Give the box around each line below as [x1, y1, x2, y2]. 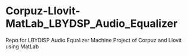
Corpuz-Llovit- [5, 4, 81, 18]
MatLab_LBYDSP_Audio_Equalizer [5, 17, 178, 30]
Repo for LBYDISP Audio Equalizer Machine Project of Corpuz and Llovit [5, 36, 182, 43]
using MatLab [5, 43, 39, 50]
